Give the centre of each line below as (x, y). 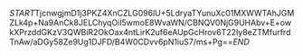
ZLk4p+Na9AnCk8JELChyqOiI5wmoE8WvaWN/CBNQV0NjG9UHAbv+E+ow (151, 23)
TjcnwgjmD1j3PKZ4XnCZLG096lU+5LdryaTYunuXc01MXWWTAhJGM (165, 13)
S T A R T (22, 13)
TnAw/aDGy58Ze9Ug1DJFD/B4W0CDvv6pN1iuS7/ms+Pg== (121, 42)
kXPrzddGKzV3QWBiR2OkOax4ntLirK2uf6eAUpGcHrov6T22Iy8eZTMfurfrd (150, 32)
